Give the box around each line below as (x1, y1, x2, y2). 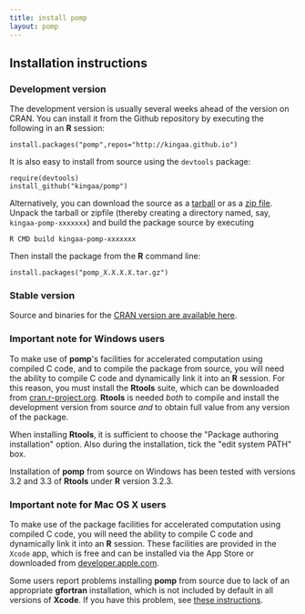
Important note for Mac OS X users (9, 498, 167, 510)
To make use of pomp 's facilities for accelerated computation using (9, 353, 263, 364)
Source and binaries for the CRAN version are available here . (9, 310, 238, 321)
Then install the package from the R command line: (9, 251, 201, 262)
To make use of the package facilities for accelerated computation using (9, 519, 281, 530)
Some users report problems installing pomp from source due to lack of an (9, 575, 290, 587)
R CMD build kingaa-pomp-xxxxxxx (9, 235, 137, 244)
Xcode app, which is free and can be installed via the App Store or (9, 548, 255, 559)
